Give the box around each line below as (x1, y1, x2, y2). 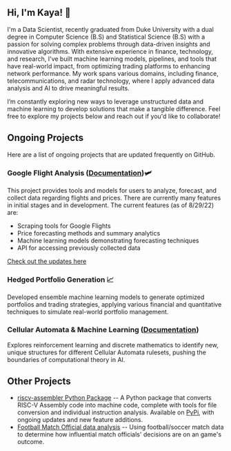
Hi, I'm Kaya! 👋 (7, 7, 71, 19)
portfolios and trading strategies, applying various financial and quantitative (7, 300, 222, 309)
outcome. (17, 438, 45, 446)
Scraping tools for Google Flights (17, 222, 112, 230)
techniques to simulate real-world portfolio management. (7, 308, 169, 316)
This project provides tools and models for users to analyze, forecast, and (7, 186, 217, 194)
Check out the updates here (7, 257, 87, 265)
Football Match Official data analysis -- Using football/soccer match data (17, 423, 224, 432)
